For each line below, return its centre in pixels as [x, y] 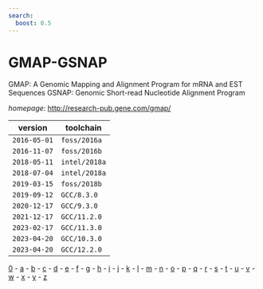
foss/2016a [81, 141]
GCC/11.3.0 [81, 228]
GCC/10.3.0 [81, 239]
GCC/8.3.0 [79, 195]
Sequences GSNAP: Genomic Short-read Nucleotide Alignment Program [127, 93]
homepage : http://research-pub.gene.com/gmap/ [90, 108]
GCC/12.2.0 [81, 250]
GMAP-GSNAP [58, 62]
